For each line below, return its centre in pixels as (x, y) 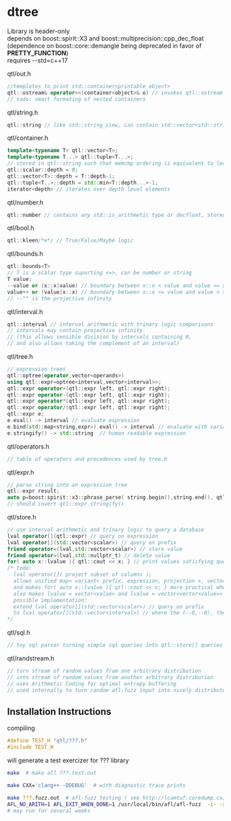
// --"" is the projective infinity (59, 298)
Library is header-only (38, 31)
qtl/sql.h (19, 633)
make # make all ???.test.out (52, 773)
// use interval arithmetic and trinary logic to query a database (106, 530)
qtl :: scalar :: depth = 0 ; (43, 170)
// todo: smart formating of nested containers (77, 99)
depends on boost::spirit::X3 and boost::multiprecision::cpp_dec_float (106, 38)
